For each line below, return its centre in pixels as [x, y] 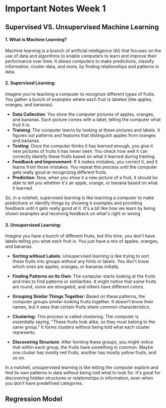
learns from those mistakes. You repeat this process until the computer [85, 167]
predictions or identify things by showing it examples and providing [74, 203]
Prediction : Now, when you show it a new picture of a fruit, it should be [85, 177]
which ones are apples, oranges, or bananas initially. [66, 267]
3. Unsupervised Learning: [33, 225]
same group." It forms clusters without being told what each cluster [81, 327]
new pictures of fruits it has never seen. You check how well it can [80, 151]
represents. [24, 333]
